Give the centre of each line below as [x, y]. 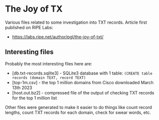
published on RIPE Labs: [29, 27]
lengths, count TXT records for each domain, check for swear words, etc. [78, 112]
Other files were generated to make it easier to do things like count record [79, 107]
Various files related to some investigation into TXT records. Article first [76, 22]
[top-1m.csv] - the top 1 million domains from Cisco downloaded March [83, 82]
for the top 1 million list [34, 98]
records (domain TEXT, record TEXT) [49, 78]
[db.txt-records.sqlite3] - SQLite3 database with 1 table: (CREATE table [82, 73]
